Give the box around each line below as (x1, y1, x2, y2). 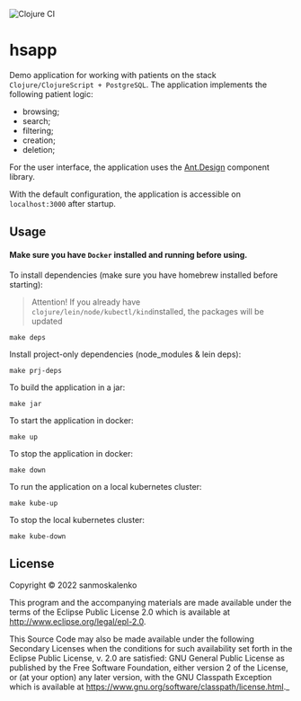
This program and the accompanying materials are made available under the (9, 598, 292, 608)
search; (22, 115, 51, 126)
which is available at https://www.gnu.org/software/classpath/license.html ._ (9, 681, 290, 692)
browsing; (22, 106, 60, 117)
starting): (9, 279, 43, 289)
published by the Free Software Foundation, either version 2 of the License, (9, 662, 289, 673)
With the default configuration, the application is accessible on (9, 189, 241, 200)
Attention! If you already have (31, 297, 141, 307)
